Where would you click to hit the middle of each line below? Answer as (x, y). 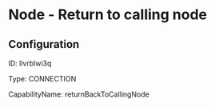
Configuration (44, 44)
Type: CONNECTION (42, 79)
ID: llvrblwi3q (30, 63)
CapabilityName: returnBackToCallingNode (79, 94)
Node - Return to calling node (108, 15)
